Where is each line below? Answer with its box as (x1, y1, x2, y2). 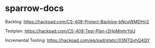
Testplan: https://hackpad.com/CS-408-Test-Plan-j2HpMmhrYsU (5, 28, 136, 34)
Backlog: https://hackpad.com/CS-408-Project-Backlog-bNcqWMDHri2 (5, 19, 150, 24)
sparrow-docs (5, 3, 64, 14)
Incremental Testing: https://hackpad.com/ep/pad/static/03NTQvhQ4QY (5, 37, 150, 43)
